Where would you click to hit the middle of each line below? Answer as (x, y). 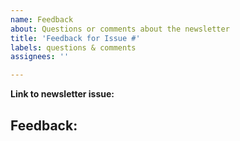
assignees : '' (40, 57)
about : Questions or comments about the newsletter (120, 29)
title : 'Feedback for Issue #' (75, 38)
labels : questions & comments (73, 47)
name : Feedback (42, 19)
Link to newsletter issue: (62, 94)
